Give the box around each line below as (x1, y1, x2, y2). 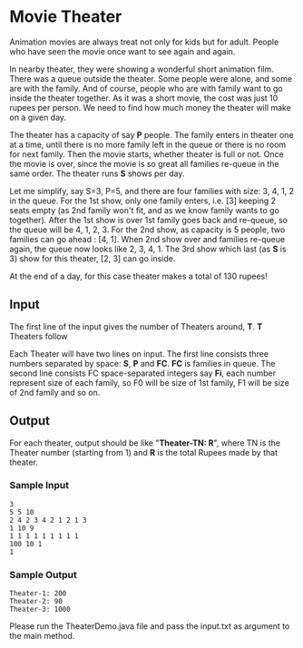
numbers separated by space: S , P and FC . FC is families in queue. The (9, 358, 276, 368)
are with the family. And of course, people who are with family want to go (9, 83, 283, 93)
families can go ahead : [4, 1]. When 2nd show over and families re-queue (9, 233, 286, 244)
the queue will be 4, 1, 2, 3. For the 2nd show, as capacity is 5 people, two (9, 224, 286, 235)
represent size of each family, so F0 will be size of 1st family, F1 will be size (9, 377, 290, 388)
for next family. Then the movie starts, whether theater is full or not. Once (9, 148, 284, 160)
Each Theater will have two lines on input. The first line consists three (9, 348, 269, 359)
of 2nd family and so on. (9, 387, 101, 398)
